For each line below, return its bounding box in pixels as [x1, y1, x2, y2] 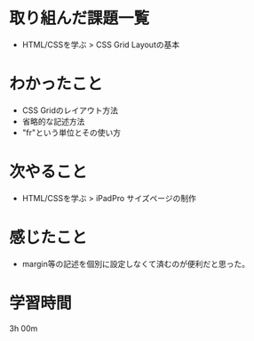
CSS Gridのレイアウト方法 [21, 104, 118, 116]
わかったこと [9, 74, 104, 94]
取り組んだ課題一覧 [9, 8, 150, 28]
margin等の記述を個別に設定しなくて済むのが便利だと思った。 [21, 258, 250, 269]
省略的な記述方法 [21, 116, 85, 126]
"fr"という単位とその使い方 [21, 126, 122, 138]
